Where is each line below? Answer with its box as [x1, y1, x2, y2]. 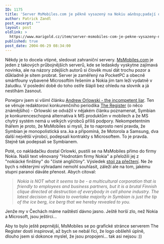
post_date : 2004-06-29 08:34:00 [5, 43, 71, 48]
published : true [5, 39, 38, 44]
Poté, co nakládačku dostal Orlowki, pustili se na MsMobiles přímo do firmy [5, 148, 157, 154]
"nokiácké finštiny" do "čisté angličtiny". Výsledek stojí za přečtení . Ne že [5, 158, 153, 164]
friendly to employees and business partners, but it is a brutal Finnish [17, 183, 157, 189]
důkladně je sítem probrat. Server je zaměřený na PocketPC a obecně [5, 72, 145, 78]
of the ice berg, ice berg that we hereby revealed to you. [17, 199, 131, 205]
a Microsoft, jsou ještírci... [5, 213, 57, 219]
